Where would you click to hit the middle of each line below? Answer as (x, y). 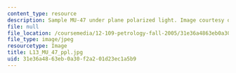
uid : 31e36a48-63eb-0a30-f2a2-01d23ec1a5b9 (72, 59)
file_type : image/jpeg (40, 40)
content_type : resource (42, 14)
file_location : (29, 33)
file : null (23, 26)
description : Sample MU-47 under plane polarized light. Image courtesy (116, 20)
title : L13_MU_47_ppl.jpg (45, 53)
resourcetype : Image (38, 46)
